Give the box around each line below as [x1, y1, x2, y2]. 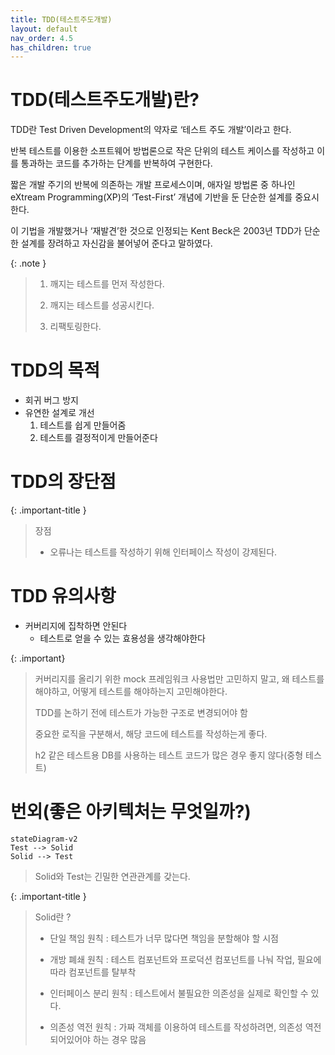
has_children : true [10, 42, 92, 53]
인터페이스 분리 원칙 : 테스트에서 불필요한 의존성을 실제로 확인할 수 [49, 987, 309, 999]
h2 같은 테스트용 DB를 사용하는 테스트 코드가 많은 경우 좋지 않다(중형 [34, 749, 304, 761]
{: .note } [10, 257, 47, 270]
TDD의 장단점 [10, 471, 117, 493]
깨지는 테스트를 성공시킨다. [49, 299, 155, 311]
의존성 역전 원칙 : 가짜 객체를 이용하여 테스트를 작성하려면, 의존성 [49, 1021, 303, 1033]
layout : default [10, 24, 78, 34]
